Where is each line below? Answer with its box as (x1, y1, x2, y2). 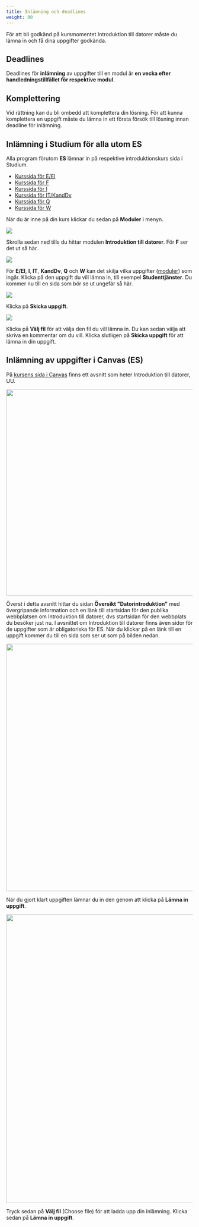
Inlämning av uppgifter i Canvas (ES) (6, 355, 143, 366)
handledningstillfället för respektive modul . (6, 76, 115, 83)
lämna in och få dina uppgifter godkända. (6, 37, 107, 44)
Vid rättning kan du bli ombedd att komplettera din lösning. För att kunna (6, 109, 183, 117)
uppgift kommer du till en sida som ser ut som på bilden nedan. (6, 631, 160, 639)
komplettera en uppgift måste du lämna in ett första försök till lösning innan (6, 115, 190, 122)
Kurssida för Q (14, 197, 50, 205)
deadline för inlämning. (6, 122, 62, 129)
